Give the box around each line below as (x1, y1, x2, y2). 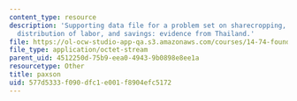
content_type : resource (9, 12, 97, 22)
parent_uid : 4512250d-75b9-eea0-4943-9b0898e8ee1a (9, 54, 200, 62)
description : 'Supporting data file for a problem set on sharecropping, (9, 21, 287, 30)
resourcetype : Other (9, 62, 86, 71)
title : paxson (9, 70, 62, 79)
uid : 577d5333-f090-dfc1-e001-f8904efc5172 (9, 78, 172, 87)
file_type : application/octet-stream (9, 46, 148, 54)
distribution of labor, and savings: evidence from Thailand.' (17, 29, 255, 38)
